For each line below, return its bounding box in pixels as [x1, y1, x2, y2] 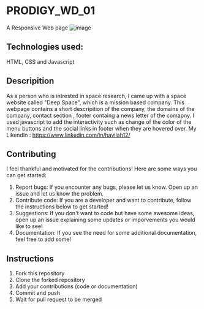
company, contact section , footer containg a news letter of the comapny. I [6, 112, 195, 119]
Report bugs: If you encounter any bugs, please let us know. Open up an [15, 183, 198, 191]
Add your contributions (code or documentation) [15, 283, 138, 290]
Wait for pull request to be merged [15, 296, 102, 303]
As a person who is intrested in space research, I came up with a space [6, 92, 187, 99]
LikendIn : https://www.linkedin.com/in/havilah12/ [6, 131, 130, 139]
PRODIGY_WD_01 [6, 4, 96, 18]
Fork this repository [15, 270, 65, 277]
